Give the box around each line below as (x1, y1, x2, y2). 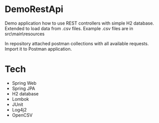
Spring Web (12, 80, 37, 86)
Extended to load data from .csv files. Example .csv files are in (5, 25, 133, 31)
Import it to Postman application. (5, 46, 72, 52)
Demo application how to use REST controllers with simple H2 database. (5, 20, 154, 26)
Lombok (12, 96, 30, 102)
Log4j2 (12, 106, 27, 112)
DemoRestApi (5, 4, 64, 15)
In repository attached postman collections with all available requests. (5, 40, 149, 46)
